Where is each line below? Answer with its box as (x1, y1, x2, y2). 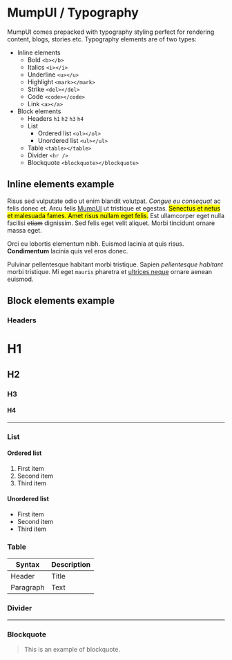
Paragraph (10, 583, 45, 592)
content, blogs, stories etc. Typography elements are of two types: (7, 35, 197, 43)
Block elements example (7, 295, 115, 307)
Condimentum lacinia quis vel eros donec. (7, 246, 128, 255)
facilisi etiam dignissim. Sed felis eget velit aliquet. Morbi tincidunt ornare (7, 219, 215, 227)
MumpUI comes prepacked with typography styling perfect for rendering (7, 28, 215, 36)
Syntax (15, 560, 40, 570)
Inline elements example (7, 178, 115, 191)
